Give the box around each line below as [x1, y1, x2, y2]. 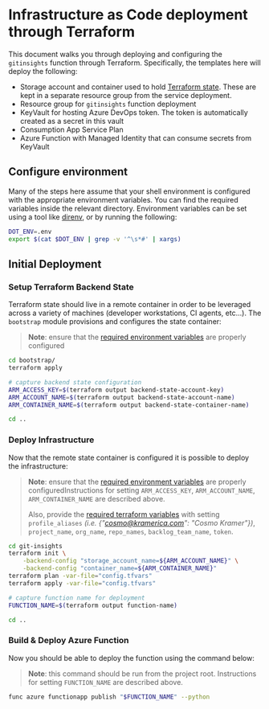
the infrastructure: [8, 461, 68, 471]
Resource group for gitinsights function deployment [19, 99, 197, 109]
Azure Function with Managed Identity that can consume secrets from [19, 133, 251, 142]
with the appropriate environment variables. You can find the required [8, 195, 238, 204]
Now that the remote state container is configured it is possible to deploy [8, 453, 250, 462]
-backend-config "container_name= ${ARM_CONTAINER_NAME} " [22, 564, 218, 572]
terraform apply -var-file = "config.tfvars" [8, 579, 157, 588]
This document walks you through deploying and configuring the [8, 49, 223, 59]
